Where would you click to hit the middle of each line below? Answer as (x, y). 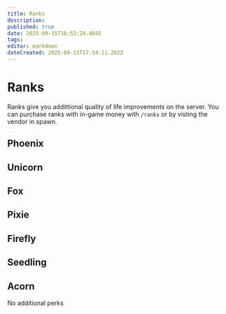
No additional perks (36, 303)
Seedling (27, 263)
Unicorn (25, 167)
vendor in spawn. (32, 121)
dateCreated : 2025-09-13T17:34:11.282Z (65, 53)
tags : (15, 40)
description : (26, 20)
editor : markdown (33, 46)
